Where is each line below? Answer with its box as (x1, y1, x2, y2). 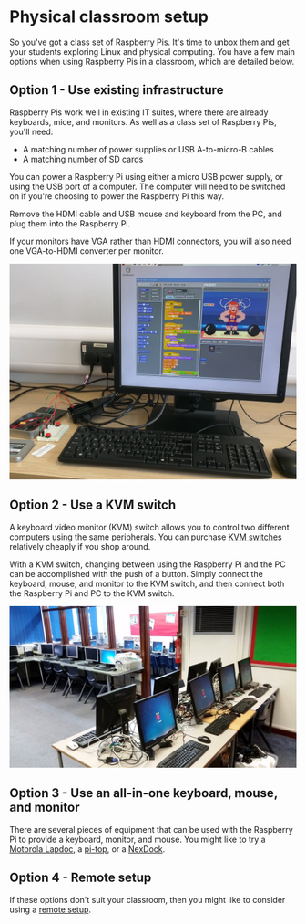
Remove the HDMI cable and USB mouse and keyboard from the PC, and (9, 208, 282, 219)
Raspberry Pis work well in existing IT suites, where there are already (9, 107, 269, 118)
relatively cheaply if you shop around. (9, 541, 151, 551)
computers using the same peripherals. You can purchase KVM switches (9, 531, 282, 542)
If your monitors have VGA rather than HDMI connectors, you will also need (9, 236, 291, 247)
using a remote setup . (9, 904, 92, 915)
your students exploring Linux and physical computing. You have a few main (9, 46, 296, 57)
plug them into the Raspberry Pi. (9, 217, 131, 229)
